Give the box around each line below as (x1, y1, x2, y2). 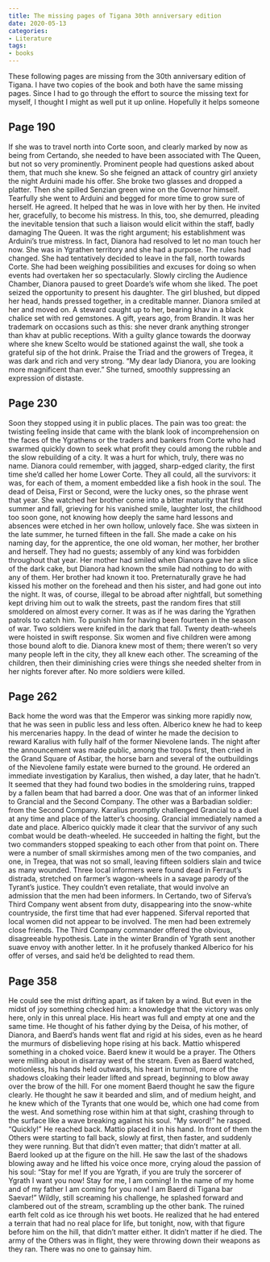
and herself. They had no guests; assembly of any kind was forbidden (8, 546, 240, 556)
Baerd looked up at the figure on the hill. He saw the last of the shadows (8, 1150, 248, 1160)
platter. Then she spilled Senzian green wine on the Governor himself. (8, 185, 240, 194)
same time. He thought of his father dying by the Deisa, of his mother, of (8, 1022, 248, 1031)
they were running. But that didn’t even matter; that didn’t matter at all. (8, 1142, 242, 1152)
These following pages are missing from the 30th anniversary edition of (8, 72, 246, 81)
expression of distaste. (8, 373, 85, 383)
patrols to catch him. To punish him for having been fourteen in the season (8, 614, 256, 625)
